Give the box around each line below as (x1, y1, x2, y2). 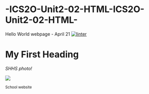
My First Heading (5, 49, 79, 60)
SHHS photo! (5, 65, 32, 71)
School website (5, 84, 32, 89)
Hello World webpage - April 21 (5, 31, 70, 37)
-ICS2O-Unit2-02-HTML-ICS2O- (5, 4, 145, 15)
